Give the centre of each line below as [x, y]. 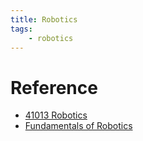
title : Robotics [44, 19]
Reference [54, 87]
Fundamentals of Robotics [78, 126]
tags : [21, 29]
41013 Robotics [56, 115]
